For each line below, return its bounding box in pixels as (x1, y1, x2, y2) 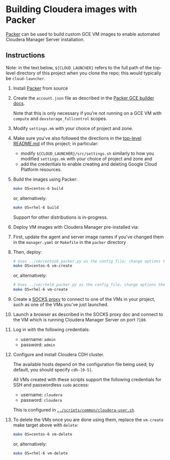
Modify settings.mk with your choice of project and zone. (13, 125, 134, 131)
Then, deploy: (13, 249, 42, 255)
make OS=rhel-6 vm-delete (13, 450, 68, 456)
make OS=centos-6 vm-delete (13, 432, 72, 437)
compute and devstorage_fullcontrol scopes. (13, 115, 107, 121)
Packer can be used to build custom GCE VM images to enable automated (6, 31, 160, 37)
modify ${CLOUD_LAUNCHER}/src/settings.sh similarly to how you (20, 150, 154, 156)
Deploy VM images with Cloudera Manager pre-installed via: (13, 224, 139, 230)
